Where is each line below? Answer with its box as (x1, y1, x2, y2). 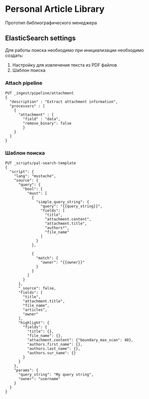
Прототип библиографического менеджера (5, 20, 97, 26)
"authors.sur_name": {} (27, 351, 76, 356)
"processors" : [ (9, 104, 45, 109)
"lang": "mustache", (14, 174, 56, 179)
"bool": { (23, 186, 43, 192)
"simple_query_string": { (36, 200, 90, 205)
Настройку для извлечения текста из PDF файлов (12, 62, 117, 68)
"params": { (14, 368, 38, 373)
